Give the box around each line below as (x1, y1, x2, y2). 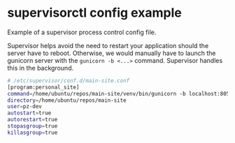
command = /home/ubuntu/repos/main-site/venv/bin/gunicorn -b (7, 90, 187, 97)
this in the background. (7, 63, 74, 72)
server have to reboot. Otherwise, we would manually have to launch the (7, 49, 216, 57)
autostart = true (7, 110, 52, 116)
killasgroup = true (7, 129, 58, 136)
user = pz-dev (7, 103, 42, 110)
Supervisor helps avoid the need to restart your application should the (7, 41, 209, 50)
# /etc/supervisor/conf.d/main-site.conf (7, 77, 130, 84)
